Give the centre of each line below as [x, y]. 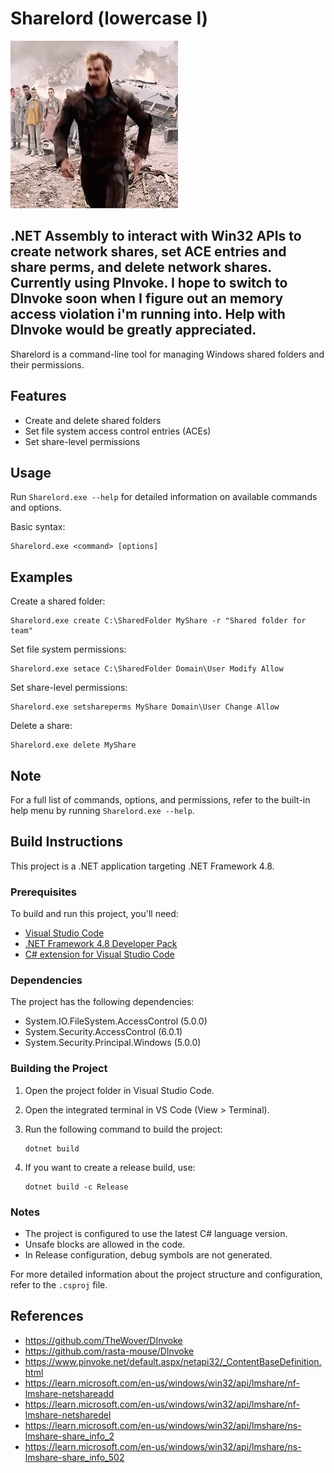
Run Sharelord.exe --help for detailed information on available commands [164, 497]
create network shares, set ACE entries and [148, 252]
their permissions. [47, 364]
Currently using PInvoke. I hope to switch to [149, 283]
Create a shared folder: [58, 601]
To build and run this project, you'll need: [94, 914]
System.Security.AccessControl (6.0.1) [103, 1032]
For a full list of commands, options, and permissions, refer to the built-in [160, 800]
